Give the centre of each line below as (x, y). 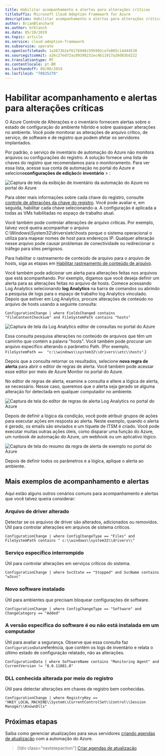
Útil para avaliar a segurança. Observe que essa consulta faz (67, 642)
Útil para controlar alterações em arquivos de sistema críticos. (68, 527)
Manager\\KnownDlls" (26, 707)
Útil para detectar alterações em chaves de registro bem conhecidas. (75, 689)
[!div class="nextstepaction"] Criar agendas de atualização (77, 748)
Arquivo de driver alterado (37, 511)
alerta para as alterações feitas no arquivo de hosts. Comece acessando (78, 283)
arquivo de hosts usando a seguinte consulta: (51, 304)
